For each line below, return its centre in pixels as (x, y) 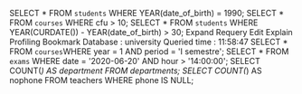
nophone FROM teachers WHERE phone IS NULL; (102, 80)
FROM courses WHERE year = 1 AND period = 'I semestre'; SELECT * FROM (149, 52)
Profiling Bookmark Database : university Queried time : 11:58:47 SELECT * (149, 42)
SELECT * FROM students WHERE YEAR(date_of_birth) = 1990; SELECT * (147, 13)
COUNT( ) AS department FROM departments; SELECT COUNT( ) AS (136, 70)
